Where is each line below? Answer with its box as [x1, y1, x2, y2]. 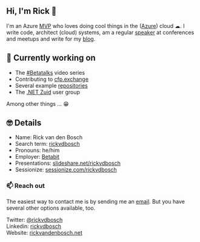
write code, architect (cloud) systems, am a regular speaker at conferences [6, 29, 195, 36]
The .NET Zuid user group [15, 88, 81, 95]
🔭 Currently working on [6, 53, 96, 63]
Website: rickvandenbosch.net [6, 229, 83, 236]
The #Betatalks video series [15, 69, 85, 76]
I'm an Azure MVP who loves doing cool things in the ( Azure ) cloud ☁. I [6, 22, 185, 29]
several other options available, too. [6, 204, 96, 212]
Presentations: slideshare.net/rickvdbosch [15, 159, 121, 167]
